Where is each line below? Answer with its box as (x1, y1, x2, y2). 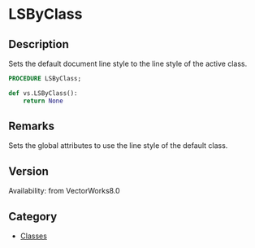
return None (23, 97, 63, 105)
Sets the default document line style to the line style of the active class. (8, 59, 248, 68)
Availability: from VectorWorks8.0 (8, 186, 120, 196)
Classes (19, 231, 47, 241)
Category (8, 209, 58, 224)
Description (8, 37, 69, 51)
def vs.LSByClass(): (8, 89, 79, 98)
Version (8, 164, 49, 178)
